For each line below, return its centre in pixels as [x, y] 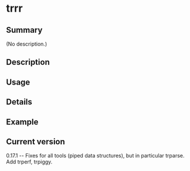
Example [22, 122]
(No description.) [27, 44]
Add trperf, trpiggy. [29, 162]
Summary [24, 30]
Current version [36, 142]
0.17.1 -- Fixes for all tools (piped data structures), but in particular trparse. [95, 156]
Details [19, 102]
